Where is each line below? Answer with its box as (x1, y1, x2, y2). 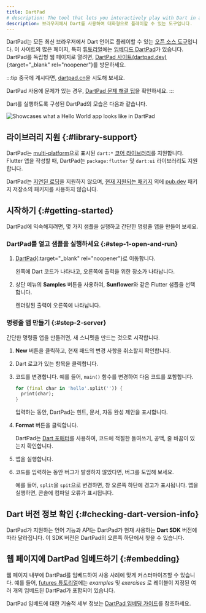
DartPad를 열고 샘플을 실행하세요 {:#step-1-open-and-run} (6, 239, 178, 248)
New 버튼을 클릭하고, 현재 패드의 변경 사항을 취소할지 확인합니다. (15, 347, 171, 354)
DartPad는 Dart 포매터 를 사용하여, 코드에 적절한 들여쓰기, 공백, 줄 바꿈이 (15, 435, 189, 442)
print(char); (21, 391, 55, 397)
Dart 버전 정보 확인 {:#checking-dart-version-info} (6, 508, 199, 520)
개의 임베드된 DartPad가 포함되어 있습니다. (12, 587, 115, 594)
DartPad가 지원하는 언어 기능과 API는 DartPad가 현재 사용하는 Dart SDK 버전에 (6, 526, 197, 534)
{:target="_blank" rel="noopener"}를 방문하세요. (6, 61, 126, 68)
